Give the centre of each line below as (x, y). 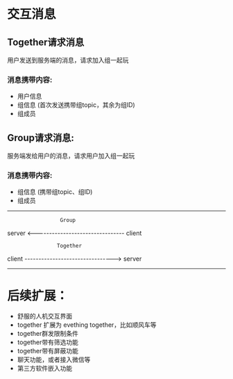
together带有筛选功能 (48, 342)
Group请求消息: (41, 137)
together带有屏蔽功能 (48, 351)
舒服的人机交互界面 (45, 316)
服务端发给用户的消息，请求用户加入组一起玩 (71, 156)
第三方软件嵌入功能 (45, 369)
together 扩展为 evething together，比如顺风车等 (87, 325)
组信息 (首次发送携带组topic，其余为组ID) (76, 105)
